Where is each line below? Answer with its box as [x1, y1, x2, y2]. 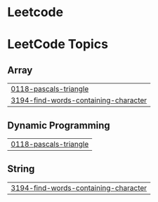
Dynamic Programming [7, 119, 110, 131]
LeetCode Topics [7, 36, 109, 53]
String [7, 163, 35, 175]
